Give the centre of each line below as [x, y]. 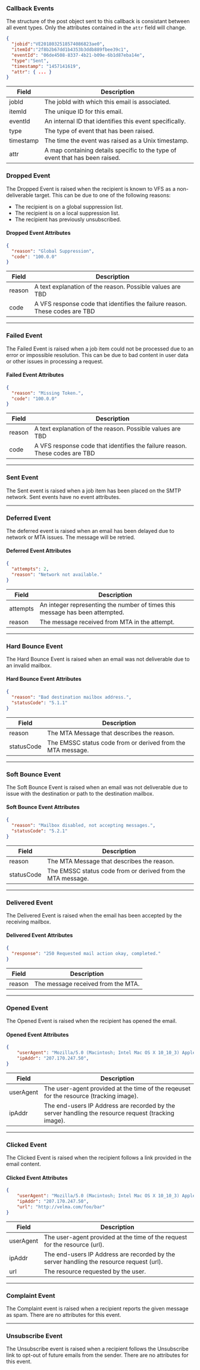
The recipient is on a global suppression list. [69, 206]
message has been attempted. [82, 612]
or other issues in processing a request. [55, 361]
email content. [24, 1164]
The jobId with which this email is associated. [107, 102]
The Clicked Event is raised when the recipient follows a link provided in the [99, 1158]
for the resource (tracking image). [91, 1096]
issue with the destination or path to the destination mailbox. [80, 794]
